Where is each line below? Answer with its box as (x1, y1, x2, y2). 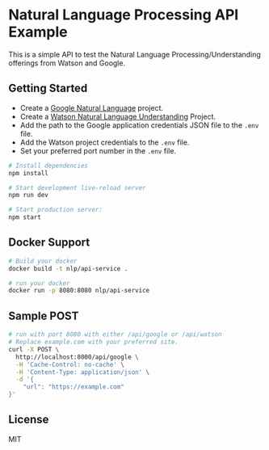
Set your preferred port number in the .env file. (19, 145, 176, 155)
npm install (8, 169, 48, 177)
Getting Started (8, 82, 88, 95)
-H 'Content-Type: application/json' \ (15, 368, 150, 376)
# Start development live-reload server (8, 183, 147, 191)
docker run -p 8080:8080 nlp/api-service (8, 287, 150, 295)
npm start (8, 213, 42, 221)
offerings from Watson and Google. (8, 58, 126, 68)
